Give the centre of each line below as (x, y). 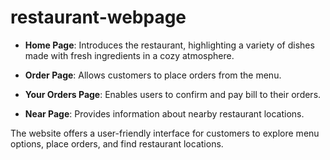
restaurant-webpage (98, 17)
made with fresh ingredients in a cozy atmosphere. (129, 55)
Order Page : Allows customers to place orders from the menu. (153, 75)
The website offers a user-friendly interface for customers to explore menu (165, 133)
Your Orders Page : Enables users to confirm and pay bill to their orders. (173, 94)
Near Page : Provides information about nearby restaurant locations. (164, 113)
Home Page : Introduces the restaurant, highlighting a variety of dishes (169, 45)
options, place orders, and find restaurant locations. (117, 143)
